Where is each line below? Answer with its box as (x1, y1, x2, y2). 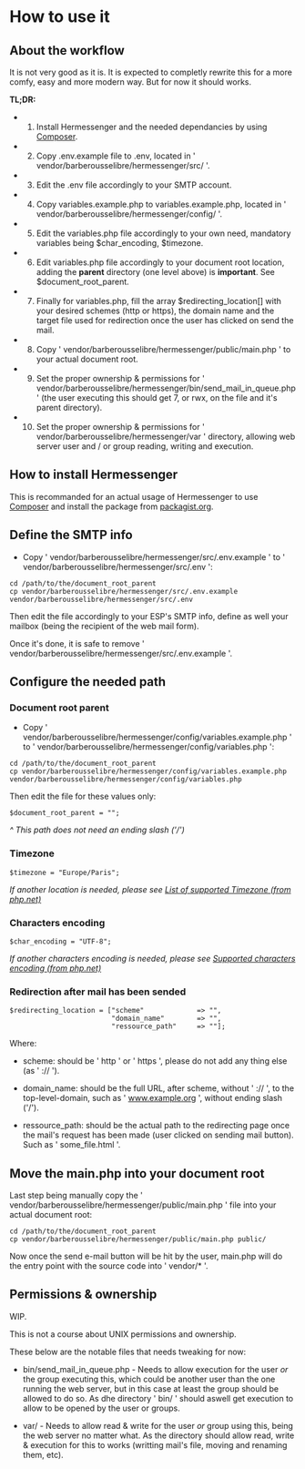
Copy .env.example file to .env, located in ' (36, 150, 196, 161)
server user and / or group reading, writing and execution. (36, 441, 254, 452)
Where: (9, 1038, 37, 1049)
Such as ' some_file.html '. (22, 1139, 121, 1150)
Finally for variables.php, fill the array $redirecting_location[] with (36, 296, 282, 306)
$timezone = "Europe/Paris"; (9, 868, 120, 877)
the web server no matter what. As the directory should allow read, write (22, 1430, 295, 1441)
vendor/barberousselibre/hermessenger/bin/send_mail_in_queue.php (36, 383, 296, 393)
